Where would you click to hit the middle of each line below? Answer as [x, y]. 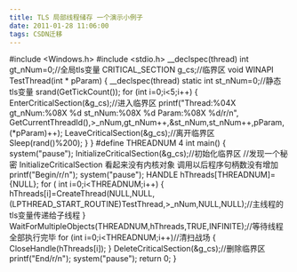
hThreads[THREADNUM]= [228, 175]
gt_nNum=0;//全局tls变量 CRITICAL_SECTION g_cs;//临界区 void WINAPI [141, 70]
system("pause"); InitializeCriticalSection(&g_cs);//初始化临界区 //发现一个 [144, 154]
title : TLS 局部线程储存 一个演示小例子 [76, 17]
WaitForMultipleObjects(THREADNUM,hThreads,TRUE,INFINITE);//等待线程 [146, 227]
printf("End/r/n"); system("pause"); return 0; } [93, 259]
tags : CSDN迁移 [36, 34]
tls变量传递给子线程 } [48, 215]
